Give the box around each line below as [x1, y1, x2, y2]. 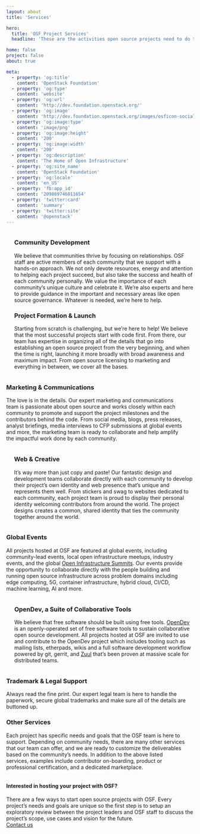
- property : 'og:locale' [11, 175, 73, 181]
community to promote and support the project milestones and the [6, 410, 170, 417]
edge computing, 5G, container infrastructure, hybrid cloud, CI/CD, [6, 578, 170, 586]
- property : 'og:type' [11, 85, 68, 91]
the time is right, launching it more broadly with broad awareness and [14, 350, 185, 358]
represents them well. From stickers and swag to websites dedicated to [14, 488, 189, 495]
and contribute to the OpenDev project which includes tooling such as [14, 638, 186, 645]
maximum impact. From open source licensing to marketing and [14, 356, 171, 363]
